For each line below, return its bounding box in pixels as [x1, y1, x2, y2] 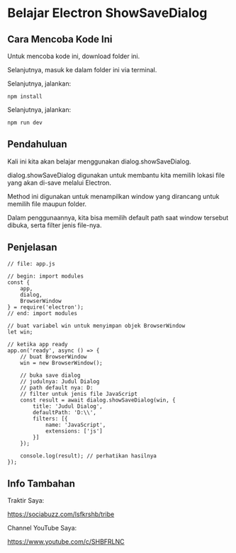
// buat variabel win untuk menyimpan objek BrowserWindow [7, 322, 186, 329]
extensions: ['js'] [45, 427, 103, 435]
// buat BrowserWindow [20, 353, 87, 360]
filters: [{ [33, 415, 69, 422]
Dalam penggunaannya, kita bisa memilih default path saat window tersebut [7, 213, 229, 222]
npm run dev [7, 119, 43, 126]
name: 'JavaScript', [45, 421, 106, 428]
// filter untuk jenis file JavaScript [20, 390, 138, 397]
